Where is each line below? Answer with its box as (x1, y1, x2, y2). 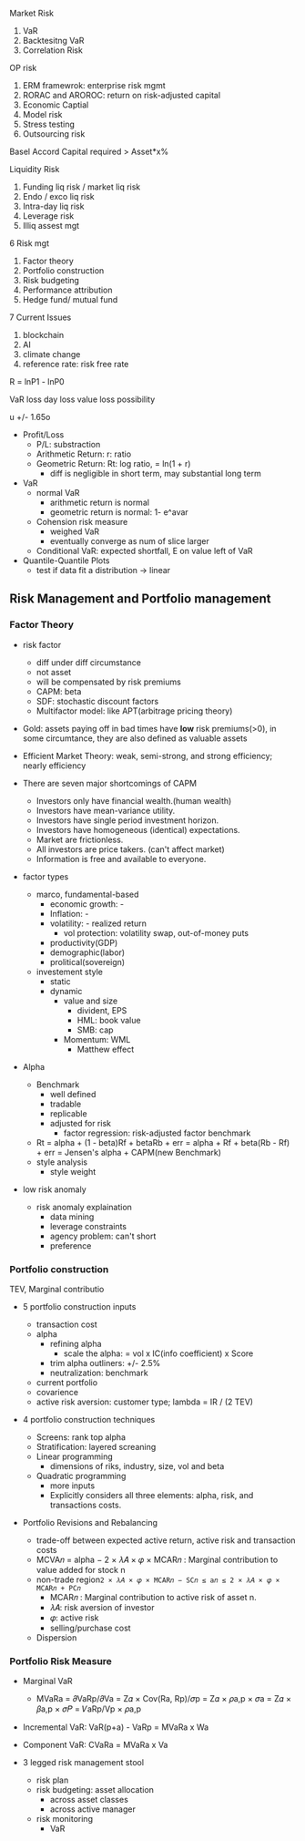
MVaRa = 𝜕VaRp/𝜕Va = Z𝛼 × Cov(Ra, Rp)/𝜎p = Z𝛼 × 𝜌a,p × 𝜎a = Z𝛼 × (36, 1693, 292, 1704)
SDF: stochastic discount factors (36, 695, 159, 706)
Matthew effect (76, 1044, 135, 1054)
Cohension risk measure (36, 517, 128, 527)
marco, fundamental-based (36, 889, 139, 900)
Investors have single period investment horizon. (36, 815, 219, 826)
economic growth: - (49, 898, 125, 910)
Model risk (22, 109, 63, 119)
